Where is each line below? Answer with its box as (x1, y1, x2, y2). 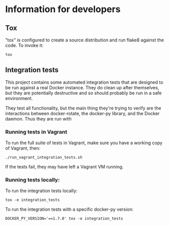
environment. (5, 95, 33, 101)
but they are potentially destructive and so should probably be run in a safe (5, 90, 162, 96)
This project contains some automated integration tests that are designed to (5, 79, 163, 85)
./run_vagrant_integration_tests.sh (5, 155, 82, 160)
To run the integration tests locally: (5, 188, 77, 194)
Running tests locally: (5, 177, 60, 184)
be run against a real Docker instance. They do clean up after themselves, (5, 84, 159, 90)
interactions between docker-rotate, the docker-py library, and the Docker (5, 110, 160, 117)
